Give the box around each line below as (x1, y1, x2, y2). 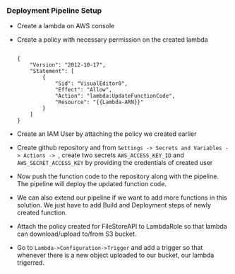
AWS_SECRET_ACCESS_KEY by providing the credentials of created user (16, 159, 213, 167)
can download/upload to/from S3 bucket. (16, 229, 137, 239)
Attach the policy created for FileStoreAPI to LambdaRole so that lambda (16, 222, 227, 231)
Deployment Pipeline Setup (6, 6, 102, 16)
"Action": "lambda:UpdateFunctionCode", (54, 93, 176, 100)
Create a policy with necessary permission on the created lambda (16, 35, 209, 44)
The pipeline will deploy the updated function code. (16, 180, 167, 188)
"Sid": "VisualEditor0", (54, 80, 128, 87)
